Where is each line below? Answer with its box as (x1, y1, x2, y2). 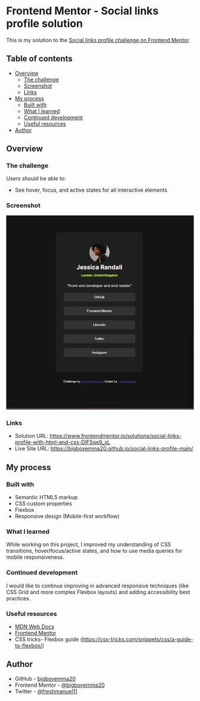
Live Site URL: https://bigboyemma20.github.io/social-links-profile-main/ (14, 445, 193, 452)
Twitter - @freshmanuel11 (14, 687, 77, 694)
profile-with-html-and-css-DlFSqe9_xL (14, 439, 111, 446)
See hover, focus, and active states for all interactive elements (14, 186, 168, 194)
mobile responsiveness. (6, 553, 64, 561)
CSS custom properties (14, 500, 73, 507)
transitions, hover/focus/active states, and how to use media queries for (6, 547, 183, 555)
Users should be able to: (6, 175, 67, 182)
